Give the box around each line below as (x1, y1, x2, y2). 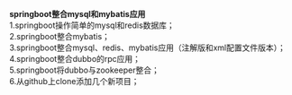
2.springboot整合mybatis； (9, 31, 111, 41)
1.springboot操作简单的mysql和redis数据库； (9, 20, 176, 30)
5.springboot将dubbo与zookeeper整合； (9, 65, 160, 75)
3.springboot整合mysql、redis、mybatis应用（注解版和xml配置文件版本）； (9, 42, 286, 53)
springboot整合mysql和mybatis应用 (9, 9, 146, 19)
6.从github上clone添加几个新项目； (9, 76, 140, 86)
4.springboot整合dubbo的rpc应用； (9, 54, 141, 64)
